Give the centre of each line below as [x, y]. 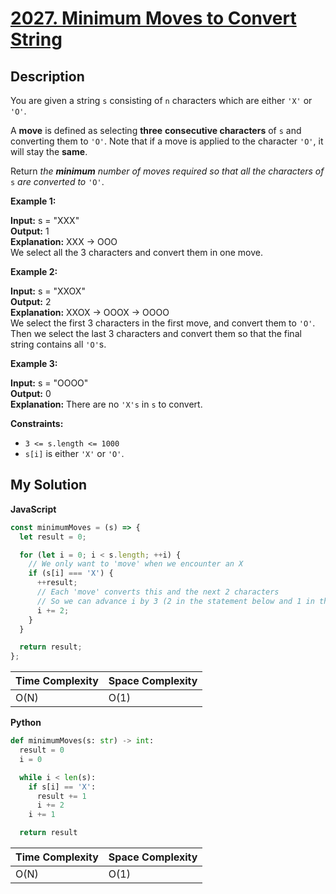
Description [47, 76]
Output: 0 [31, 393]
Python [26, 723]
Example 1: [33, 201]
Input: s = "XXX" [45, 220]
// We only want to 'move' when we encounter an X [136, 564]
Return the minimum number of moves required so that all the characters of [167, 171]
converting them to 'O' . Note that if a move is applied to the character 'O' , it [167, 141]
